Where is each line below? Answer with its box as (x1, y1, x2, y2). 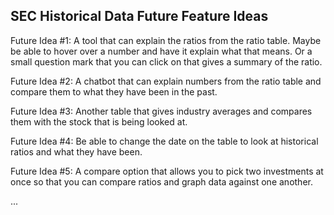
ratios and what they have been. (10, 145, 143, 158)
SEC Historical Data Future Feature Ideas (10, 8, 269, 25)
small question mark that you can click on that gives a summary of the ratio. (10, 55, 323, 68)
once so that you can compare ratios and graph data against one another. (10, 175, 313, 188)
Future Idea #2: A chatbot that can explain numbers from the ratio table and (10, 75, 322, 87)
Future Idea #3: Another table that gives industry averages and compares (10, 105, 313, 117)
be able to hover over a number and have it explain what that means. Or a (10, 45, 313, 57)
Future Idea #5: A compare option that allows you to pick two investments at (10, 165, 324, 177)
